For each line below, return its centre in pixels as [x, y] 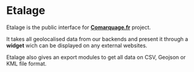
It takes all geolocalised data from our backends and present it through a [97, 39]
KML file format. [26, 64]
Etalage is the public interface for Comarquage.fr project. [78, 27]
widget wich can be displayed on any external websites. [77, 45]
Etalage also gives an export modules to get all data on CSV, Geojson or [96, 57]
